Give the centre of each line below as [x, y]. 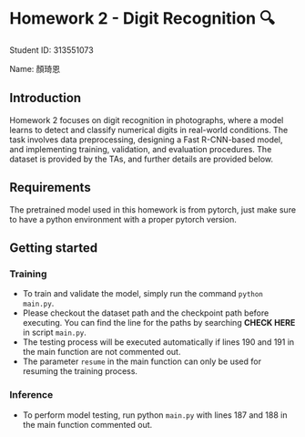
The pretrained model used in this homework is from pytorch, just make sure [153, 209]
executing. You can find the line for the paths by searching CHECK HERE [159, 323]
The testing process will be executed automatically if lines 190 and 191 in [158, 342]
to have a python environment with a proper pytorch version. [123, 219]
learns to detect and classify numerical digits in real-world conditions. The [149, 130]
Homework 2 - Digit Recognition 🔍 [142, 19]
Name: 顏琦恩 [35, 68]
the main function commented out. [87, 424]
